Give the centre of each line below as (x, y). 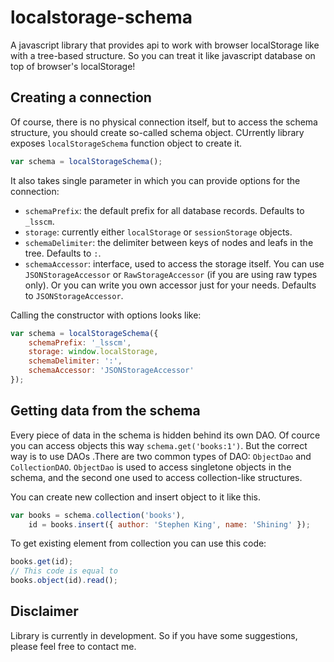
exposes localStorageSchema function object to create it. (126, 143)
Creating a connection (81, 97)
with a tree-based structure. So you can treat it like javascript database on (163, 55)
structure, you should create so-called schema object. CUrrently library (157, 132)
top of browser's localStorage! (73, 66)
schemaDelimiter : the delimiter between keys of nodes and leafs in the (169, 242)
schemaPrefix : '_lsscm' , (80, 342)
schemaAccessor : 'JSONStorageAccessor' (111, 371)
